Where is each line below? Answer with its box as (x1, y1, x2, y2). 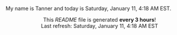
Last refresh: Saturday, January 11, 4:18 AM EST (41, 23, 159, 29)
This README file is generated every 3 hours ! (43, 16, 156, 23)
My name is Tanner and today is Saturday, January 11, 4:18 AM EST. (5, 5, 172, 12)
